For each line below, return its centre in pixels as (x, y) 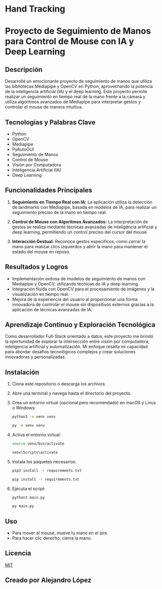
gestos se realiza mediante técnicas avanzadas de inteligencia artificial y (84, 227)
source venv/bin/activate (38, 444)
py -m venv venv (28, 426)
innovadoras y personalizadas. (36, 357)
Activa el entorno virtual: (37, 435)
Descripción (24, 70)
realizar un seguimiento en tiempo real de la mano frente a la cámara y (75, 97)
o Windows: (24, 408)
